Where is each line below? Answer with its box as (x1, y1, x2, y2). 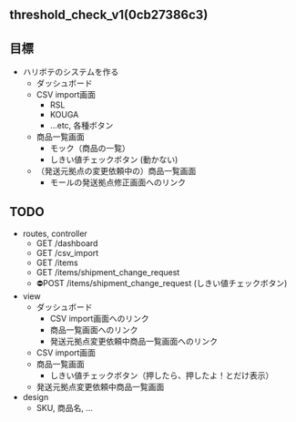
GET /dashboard (36, 238, 98, 249)
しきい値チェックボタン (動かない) (49, 154, 179, 165)
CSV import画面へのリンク (49, 314, 149, 324)
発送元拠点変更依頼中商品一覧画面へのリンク (49, 336, 219, 347)
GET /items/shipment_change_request (36, 267, 180, 278)
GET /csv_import (36, 248, 99, 259)
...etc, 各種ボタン (49, 120, 114, 131)
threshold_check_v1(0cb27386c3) (9, 7, 209, 23)
